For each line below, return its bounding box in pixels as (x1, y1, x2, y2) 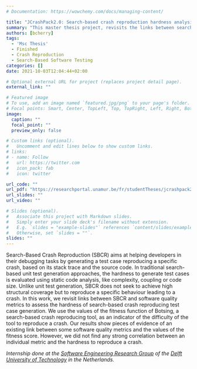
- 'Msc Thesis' (11, 41, 49, 47)
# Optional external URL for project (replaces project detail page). (6, 78, 182, 85)
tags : (6, 36, 19, 42)
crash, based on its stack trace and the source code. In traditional (6, 264, 165, 271)
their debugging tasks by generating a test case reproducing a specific (6, 258, 178, 265)
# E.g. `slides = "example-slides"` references (6, 224, 130, 230)
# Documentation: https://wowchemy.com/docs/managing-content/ (6, 8, 164, 15)
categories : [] (6, 63, 43, 69)
